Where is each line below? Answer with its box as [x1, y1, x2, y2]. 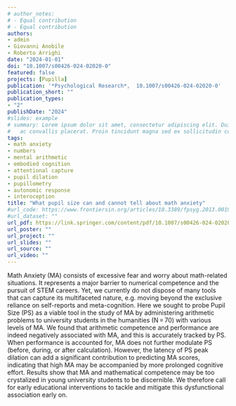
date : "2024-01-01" [7, 56, 65, 63]
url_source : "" [7, 245, 52, 253]
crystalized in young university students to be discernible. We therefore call [7, 376, 226, 384]
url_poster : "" [7, 225, 52, 233]
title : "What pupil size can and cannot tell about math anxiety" [7, 199, 206, 207]
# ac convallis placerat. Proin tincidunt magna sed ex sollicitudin [7, 128, 221, 135]
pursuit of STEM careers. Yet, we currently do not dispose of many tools [7, 286, 216, 294]
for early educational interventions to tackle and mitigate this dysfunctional [7, 384, 224, 391]
